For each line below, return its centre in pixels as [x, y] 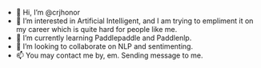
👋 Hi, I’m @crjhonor [48, 12]
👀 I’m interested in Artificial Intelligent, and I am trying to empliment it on [135, 21]
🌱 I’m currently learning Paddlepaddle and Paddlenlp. [104, 38]
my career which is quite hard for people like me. [96, 29]
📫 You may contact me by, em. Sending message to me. [109, 55]
